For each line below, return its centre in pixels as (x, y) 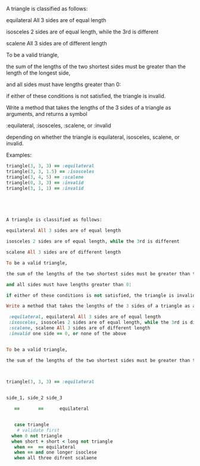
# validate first (38, 430)
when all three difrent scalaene (55, 458)
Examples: (19, 155)
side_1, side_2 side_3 (34, 398)
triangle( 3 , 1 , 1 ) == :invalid (45, 188)
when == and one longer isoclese (55, 453)
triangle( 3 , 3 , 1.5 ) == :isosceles (50, 171)
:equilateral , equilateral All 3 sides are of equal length (85, 317)
